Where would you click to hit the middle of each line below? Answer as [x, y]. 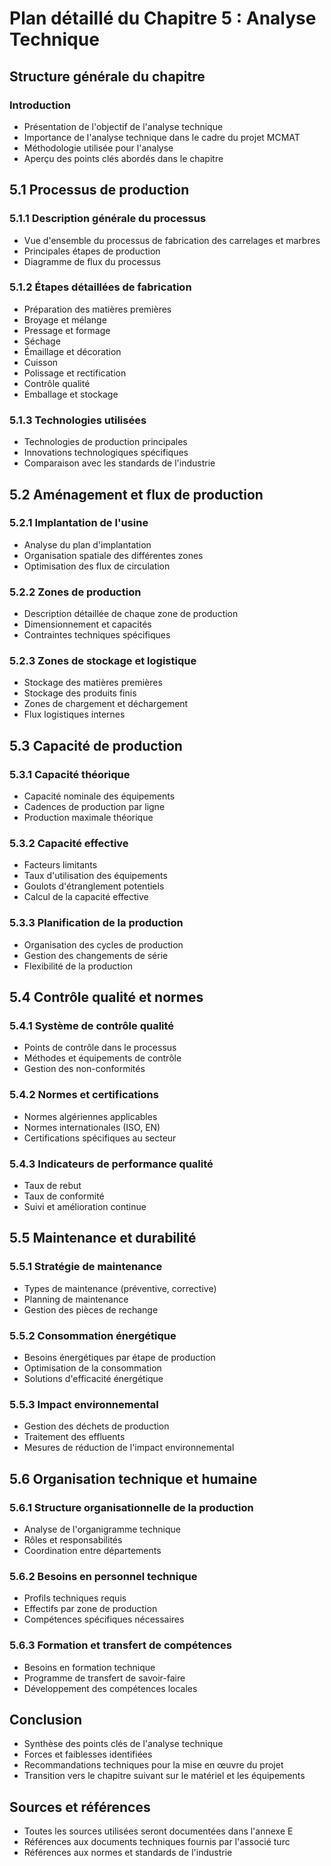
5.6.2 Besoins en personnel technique [103, 1576]
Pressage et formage [67, 330]
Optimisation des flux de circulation [97, 566]
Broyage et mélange [65, 319]
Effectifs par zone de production [90, 1609]
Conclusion [46, 1719]
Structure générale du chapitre [107, 76]
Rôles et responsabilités [73, 1539]
